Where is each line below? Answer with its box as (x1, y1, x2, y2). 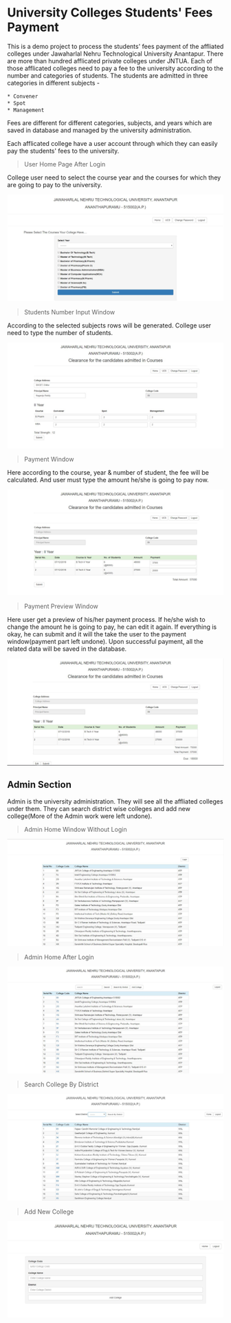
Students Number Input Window (23, 308, 115, 316)
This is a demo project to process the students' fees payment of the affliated (7, 42, 224, 50)
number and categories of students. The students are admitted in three (7, 71, 208, 80)
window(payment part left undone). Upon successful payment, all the (7, 637, 204, 645)
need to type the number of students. (7, 329, 113, 337)
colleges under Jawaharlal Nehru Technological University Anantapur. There (7, 50, 223, 58)
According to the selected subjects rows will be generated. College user (7, 321, 212, 330)
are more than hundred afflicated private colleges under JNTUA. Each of (7, 56, 213, 65)
